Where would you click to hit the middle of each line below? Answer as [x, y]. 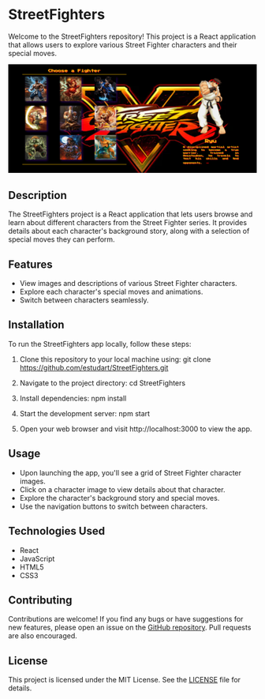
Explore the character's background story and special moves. [119, 498]
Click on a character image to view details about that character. [122, 489]
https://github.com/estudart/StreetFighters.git [94, 367]
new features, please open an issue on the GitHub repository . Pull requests [130, 628]
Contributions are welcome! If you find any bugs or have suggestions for [126, 619]
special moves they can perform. [62, 239]
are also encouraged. [43, 636]
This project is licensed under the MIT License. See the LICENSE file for [125, 680]
